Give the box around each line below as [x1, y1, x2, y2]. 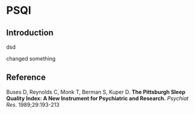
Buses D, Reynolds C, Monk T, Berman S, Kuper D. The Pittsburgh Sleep [6, 88, 186, 95]
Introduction [6, 28, 54, 38]
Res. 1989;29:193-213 [6, 101, 60, 108]
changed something [6, 55, 56, 62]
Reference [6, 73, 46, 83]
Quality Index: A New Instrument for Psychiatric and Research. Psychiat [6, 94, 189, 102]
